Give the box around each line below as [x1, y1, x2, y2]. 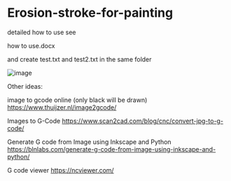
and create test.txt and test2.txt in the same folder [7, 55, 152, 64]
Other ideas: [7, 82, 43, 90]
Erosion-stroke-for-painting [7, 5, 174, 21]
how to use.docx [7, 41, 55, 50]
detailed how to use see [7, 28, 76, 36]
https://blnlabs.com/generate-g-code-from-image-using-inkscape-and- [7, 145, 216, 153]
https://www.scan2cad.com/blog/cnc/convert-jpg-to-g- [62, 117, 224, 125]
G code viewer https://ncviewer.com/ [7, 166, 114, 174]
